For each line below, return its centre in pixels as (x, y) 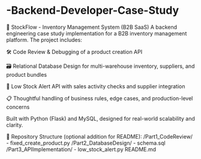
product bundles (27, 74)
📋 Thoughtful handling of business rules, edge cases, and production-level (100, 98)
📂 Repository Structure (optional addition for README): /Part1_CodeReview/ (100, 136)
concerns (18, 107)
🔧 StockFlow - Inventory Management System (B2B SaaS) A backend (92, 27)
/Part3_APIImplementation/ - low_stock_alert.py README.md (81, 149)
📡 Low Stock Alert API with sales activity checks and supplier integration (96, 86)
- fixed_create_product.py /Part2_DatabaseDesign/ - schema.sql (86, 143)
